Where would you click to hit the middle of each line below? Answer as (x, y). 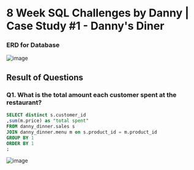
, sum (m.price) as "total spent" (47, 121)
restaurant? (24, 102)
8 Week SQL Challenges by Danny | (98, 13)
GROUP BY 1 (20, 138)
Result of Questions (45, 77)
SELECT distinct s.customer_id (46, 115)
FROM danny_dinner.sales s (41, 126)
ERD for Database (33, 45)
